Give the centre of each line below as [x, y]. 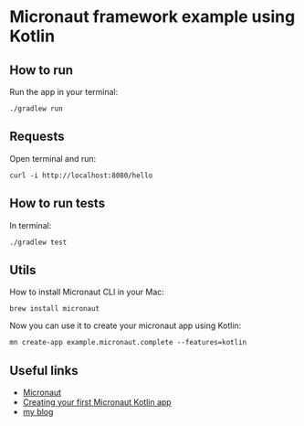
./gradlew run [37, 109]
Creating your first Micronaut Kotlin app [97, 402]
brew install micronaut [55, 309]
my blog [38, 412]
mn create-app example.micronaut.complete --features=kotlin [128, 343]
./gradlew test [38, 242]
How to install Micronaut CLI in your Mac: [87, 292]
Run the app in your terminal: [64, 92]
